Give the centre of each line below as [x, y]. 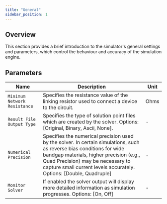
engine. [13, 57]
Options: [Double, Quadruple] [77, 174]
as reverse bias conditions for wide [84, 149]
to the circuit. [58, 107]
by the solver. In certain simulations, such [91, 142]
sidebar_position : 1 [27, 14]
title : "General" [23, 10]
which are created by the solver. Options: [91, 122]
